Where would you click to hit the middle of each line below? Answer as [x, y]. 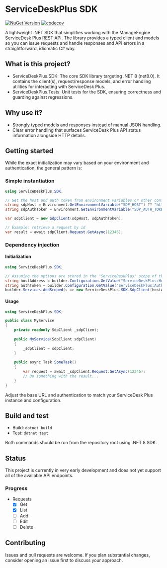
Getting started [29, 151]
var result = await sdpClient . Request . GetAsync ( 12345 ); [64, 232]
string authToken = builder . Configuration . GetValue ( [61, 285]
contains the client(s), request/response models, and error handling [82, 81]
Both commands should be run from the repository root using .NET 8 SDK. [81, 443]
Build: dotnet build [32, 428]
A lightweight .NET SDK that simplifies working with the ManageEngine [78, 32]
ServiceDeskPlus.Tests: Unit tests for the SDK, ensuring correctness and [87, 92]
